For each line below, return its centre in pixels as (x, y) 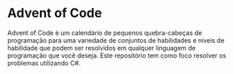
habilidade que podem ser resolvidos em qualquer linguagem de (102, 48)
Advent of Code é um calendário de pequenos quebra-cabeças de (105, 33)
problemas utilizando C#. (44, 63)
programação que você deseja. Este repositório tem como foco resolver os (117, 55)
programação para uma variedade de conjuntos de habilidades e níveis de (116, 40)
